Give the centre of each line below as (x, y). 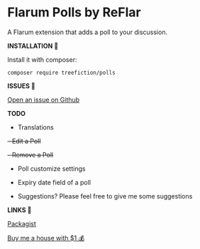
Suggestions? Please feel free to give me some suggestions (105, 196)
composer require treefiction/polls (61, 73)
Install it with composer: (42, 59)
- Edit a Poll (24, 141)
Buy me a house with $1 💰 (46, 238)
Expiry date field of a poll (54, 182)
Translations (36, 127)
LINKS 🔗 (20, 210)
